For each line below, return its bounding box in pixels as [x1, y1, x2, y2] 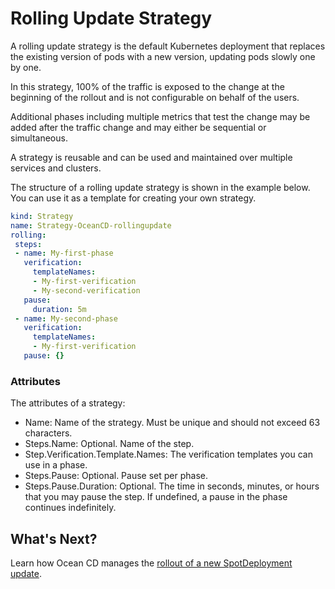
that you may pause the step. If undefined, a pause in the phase [24, 491, 288, 503]
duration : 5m [32, 304, 87, 314]
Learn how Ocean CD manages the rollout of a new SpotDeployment [10, 557, 293, 569]
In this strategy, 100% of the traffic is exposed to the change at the [10, 80, 285, 92]
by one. [10, 61, 42, 73]
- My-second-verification [32, 285, 141, 296]
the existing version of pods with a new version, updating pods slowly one [10, 50, 316, 62]
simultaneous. [10, 132, 68, 144]
